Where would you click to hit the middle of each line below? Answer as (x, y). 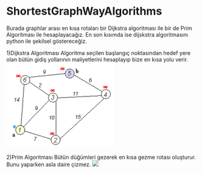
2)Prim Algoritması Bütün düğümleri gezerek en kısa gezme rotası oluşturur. (101, 157)
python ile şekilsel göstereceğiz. (47, 41)
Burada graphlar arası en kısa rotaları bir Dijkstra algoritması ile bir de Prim (99, 28)
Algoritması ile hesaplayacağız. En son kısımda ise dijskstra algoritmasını (97, 34)
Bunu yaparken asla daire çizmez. (49, 164)
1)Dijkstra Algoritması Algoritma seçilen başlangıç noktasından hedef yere (99, 53)
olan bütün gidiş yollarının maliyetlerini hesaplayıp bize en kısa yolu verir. (97, 59)
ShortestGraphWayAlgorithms (84, 11)
